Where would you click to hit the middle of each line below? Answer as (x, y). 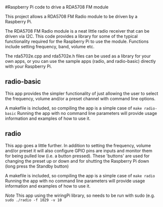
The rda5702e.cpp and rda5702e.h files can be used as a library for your (78, 56)
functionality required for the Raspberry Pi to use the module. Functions (77, 41)
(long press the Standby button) (37, 166)
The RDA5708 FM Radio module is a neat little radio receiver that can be (77, 31)
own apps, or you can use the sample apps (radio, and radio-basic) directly (81, 61)
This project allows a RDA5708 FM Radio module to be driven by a (71, 16)
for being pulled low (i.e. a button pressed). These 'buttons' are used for (77, 156)
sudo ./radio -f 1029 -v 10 (34, 200)
